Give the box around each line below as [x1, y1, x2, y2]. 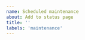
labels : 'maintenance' [6, 25, 63, 31]
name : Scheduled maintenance [6, 8, 79, 15]
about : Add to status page [6, 14, 74, 20]
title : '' [6, 19, 31, 25]
